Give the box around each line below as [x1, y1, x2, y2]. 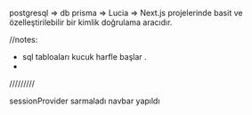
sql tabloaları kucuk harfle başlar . [21, 52, 147, 62]
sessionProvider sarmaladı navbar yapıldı [9, 95, 160, 106]
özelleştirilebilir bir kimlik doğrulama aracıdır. [9, 17, 173, 28]
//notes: [9, 35, 38, 45]
